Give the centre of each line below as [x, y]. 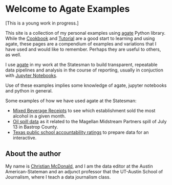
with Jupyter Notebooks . [31, 75]
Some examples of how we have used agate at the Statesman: [71, 101]
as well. [13, 55]
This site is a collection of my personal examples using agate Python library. [85, 33]
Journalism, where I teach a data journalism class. [58, 177]
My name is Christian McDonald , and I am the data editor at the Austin [79, 166]
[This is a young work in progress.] [42, 23]
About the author [33, 154]
